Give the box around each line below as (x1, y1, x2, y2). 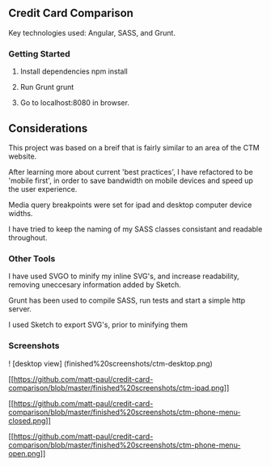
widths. (8, 208, 33, 218)
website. (8, 151, 37, 161)
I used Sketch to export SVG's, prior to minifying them (8, 320, 188, 330)
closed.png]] (8, 416, 51, 426)
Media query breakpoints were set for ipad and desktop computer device (8, 200, 252, 210)
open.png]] (8, 448, 46, 458)
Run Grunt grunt (19, 83, 74, 92)
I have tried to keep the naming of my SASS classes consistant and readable (8, 224, 263, 234)
